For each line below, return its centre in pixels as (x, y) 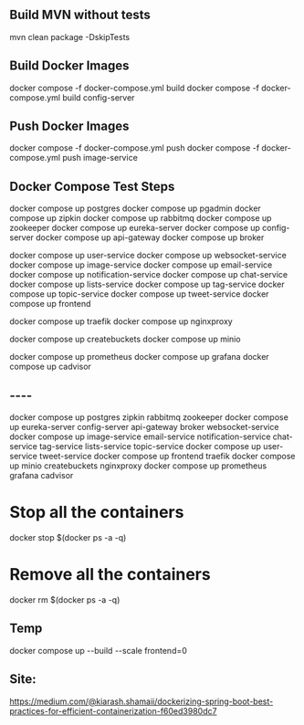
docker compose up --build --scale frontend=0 (98, 650)
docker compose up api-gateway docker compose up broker (150, 237)
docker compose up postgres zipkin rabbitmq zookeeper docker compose (149, 417)
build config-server (99, 97)
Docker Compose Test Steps (92, 186)
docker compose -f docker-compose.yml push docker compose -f (135, 148)
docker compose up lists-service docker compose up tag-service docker (147, 284)
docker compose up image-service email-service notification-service (140, 436)
